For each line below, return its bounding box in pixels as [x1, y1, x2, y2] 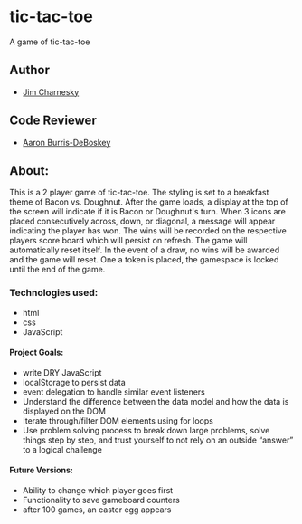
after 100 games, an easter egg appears [22, 504, 172, 515]
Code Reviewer [9, 113, 97, 129]
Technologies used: [9, 287, 99, 300]
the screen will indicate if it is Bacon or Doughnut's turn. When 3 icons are [9, 206, 287, 217]
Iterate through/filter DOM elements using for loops [22, 414, 214, 426]
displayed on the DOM [22, 405, 107, 416]
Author [9, 62, 50, 78]
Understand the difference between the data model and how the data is [22, 395, 289, 406]
